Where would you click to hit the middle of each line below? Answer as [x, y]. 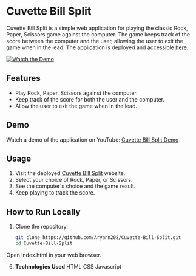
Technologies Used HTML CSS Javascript [68, 266]
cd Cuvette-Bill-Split [44, 243]
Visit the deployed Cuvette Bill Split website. [70, 173]
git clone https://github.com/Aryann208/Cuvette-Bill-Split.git [98, 238]
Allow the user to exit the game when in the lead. [76, 106]
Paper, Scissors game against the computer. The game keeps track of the [98, 34]
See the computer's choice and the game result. [75, 186]
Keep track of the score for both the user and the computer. [90, 99]
